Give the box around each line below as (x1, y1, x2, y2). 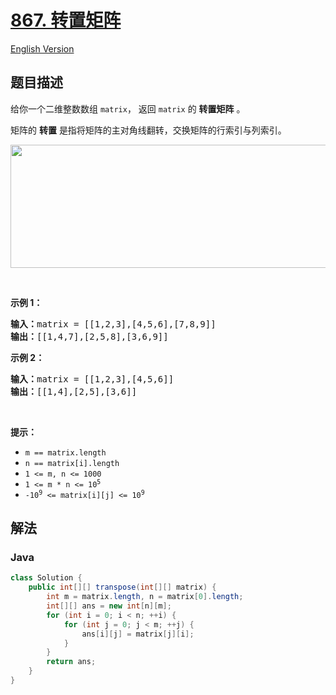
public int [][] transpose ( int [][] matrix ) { (28, 582, 217, 593)
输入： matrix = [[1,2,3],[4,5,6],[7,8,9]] (10, 318, 217, 330)
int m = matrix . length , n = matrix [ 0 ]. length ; (46, 592, 244, 602)
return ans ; (46, 657, 97, 667)
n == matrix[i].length (24, 458, 120, 468)
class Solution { (10, 573, 83, 583)
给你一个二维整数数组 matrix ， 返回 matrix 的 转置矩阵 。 (10, 102, 246, 115)
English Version (10, 42, 75, 55)
